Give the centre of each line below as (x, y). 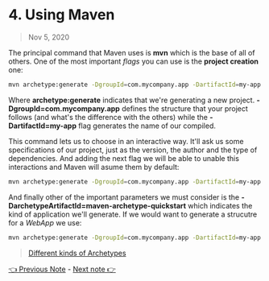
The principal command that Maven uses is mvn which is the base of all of (132, 52)
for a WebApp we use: (45, 222)
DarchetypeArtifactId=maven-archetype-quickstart (97, 205)
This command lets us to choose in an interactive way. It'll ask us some (126, 141)
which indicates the (220, 205)
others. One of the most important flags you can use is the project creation (134, 61)
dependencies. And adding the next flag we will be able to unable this (124, 158)
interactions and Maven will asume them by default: (94, 167)
